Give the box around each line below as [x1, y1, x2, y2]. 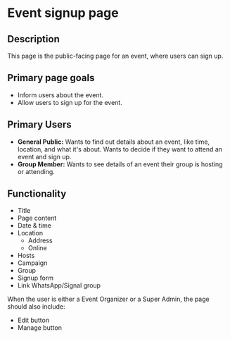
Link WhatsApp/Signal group [17, 281, 101, 290]
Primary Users [7, 118, 72, 131]
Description [7, 33, 60, 45]
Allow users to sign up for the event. [17, 98, 123, 106]
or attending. [17, 167, 55, 175]
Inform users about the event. [17, 90, 104, 99]
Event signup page [7, 5, 119, 21]
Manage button [17, 323, 62, 332]
